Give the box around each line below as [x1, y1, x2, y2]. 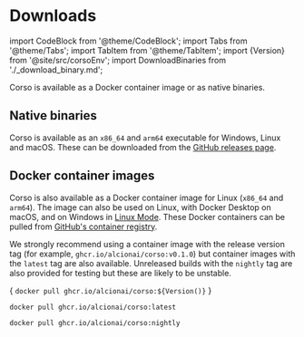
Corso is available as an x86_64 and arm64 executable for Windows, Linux [9, 132, 281, 143]
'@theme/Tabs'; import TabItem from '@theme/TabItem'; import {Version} [9, 44, 286, 55]
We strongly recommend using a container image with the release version [9, 238, 286, 249]
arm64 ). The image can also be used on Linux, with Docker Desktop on [9, 201, 271, 213]
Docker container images [9, 168, 155, 184]
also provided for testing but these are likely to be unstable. [9, 267, 231, 278]
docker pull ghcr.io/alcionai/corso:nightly [9, 319, 181, 328]
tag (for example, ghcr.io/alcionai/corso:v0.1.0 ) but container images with [9, 248, 296, 259]
